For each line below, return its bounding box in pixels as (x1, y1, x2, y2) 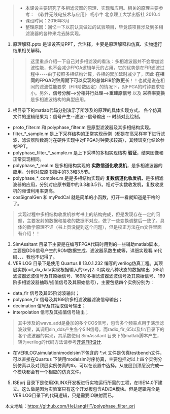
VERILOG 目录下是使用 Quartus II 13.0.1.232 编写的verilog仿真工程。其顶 (12, 260, 163, 266)
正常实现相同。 (12, 156, 44, 162)
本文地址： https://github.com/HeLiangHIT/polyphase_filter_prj (5, 403, 135, 409)
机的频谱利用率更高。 (12, 188, 57, 194)
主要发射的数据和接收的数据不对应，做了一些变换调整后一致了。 (26, 218, 160, 224)
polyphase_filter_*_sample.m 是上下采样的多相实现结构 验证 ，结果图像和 (12, 150, 164, 155)
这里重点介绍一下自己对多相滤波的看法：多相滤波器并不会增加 (30, 58, 160, 64)
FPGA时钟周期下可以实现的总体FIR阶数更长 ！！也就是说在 (39, 77, 161, 83)
